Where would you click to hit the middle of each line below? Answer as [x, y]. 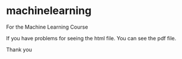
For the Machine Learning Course [47, 27]
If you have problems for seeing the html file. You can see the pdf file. [91, 38]
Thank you [19, 49]
